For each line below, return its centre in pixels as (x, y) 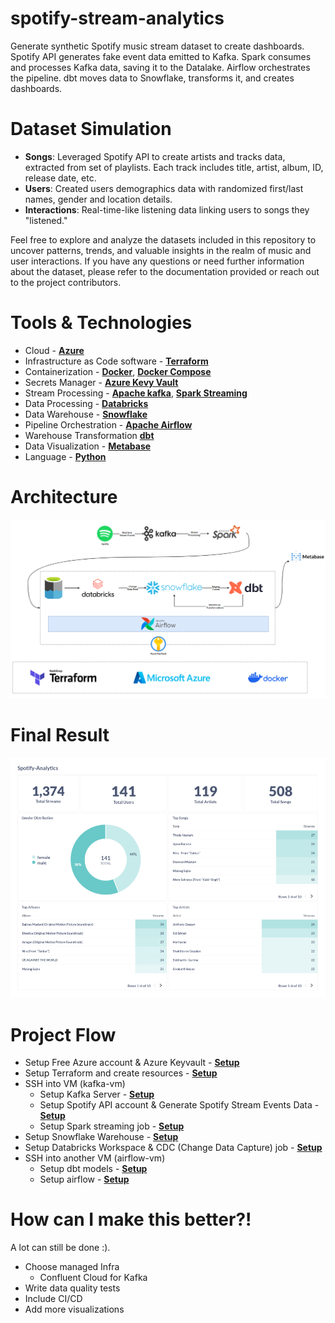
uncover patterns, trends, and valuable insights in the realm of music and (161, 250)
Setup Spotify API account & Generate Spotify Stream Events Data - (179, 1105)
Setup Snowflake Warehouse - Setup (101, 1137)
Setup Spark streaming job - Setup (112, 1126)
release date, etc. (60, 178)
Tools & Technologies (101, 323)
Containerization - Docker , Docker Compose (118, 371)
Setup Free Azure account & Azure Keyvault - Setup (132, 1063)
